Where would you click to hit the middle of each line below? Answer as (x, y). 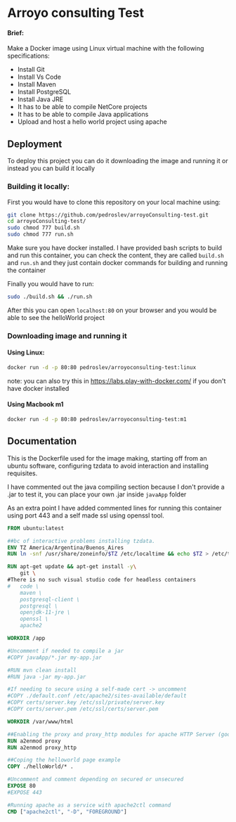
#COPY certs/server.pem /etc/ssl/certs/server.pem (83, 709)
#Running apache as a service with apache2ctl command (89, 805)
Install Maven (37, 84)
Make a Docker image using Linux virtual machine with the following (106, 49)
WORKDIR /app (26, 638)
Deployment (35, 144)
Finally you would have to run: (51, 284)
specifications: (29, 56)
